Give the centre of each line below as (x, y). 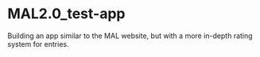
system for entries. (38, 44)
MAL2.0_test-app (66, 14)
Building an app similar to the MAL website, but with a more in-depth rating (130, 36)
